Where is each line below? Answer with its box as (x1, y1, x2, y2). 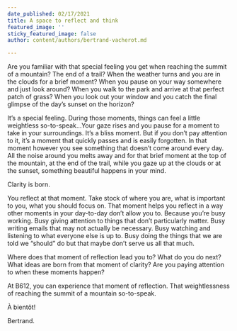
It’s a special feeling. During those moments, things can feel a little (7, 114, 200, 123)
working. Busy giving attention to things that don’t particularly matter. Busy (7, 217, 226, 225)
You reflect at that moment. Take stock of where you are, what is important (7, 194, 226, 203)
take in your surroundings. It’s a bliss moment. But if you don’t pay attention (7, 129, 228, 138)
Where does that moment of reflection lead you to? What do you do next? (7, 253, 221, 262)
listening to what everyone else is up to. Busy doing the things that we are (7, 232, 223, 240)
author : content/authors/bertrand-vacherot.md (7, 37, 147, 44)
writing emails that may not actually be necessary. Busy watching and (7, 224, 211, 232)
